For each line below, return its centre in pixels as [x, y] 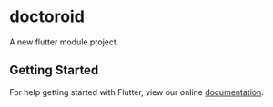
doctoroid [47, 17]
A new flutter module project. [64, 42]
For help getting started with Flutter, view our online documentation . [136, 92]
